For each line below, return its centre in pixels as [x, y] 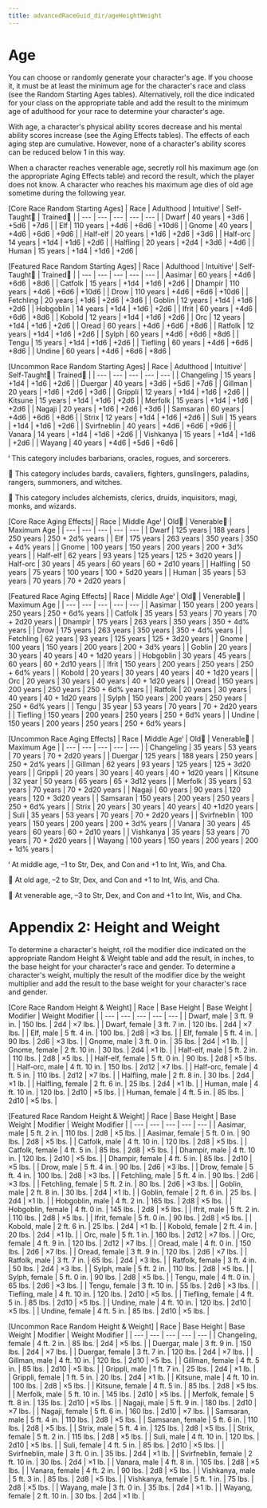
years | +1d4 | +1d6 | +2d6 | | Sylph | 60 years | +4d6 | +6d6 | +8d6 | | [124, 334]
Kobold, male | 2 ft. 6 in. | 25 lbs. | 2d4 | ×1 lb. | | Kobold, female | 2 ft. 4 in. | [133, 1226]
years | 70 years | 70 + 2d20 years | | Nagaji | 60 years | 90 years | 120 [125, 789]
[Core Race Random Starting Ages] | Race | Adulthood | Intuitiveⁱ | [116, 208]
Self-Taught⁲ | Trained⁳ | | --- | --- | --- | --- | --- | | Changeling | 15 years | [132, 375]
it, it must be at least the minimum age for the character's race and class [127, 85]
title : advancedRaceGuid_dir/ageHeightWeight [85, 16]
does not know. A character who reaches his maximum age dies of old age [131, 184]
